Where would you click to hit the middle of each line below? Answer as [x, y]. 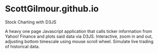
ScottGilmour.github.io [52, 9]
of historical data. [22, 46]
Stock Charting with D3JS [31, 22]
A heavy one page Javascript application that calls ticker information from [79, 31]
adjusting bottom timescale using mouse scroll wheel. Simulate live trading [79, 41]
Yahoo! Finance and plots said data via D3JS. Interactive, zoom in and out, [79, 36]
